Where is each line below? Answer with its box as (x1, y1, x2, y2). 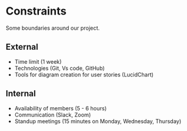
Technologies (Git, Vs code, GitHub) (14, 64, 105, 72)
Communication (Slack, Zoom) (14, 111, 91, 118)
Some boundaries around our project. (5, 24, 100, 32)
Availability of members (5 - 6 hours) (14, 104, 107, 112)
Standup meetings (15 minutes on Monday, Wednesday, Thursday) (14, 117, 182, 125)
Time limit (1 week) (14, 58, 62, 65)
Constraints (5, 4, 67, 18)
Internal (5, 89, 36, 99)
